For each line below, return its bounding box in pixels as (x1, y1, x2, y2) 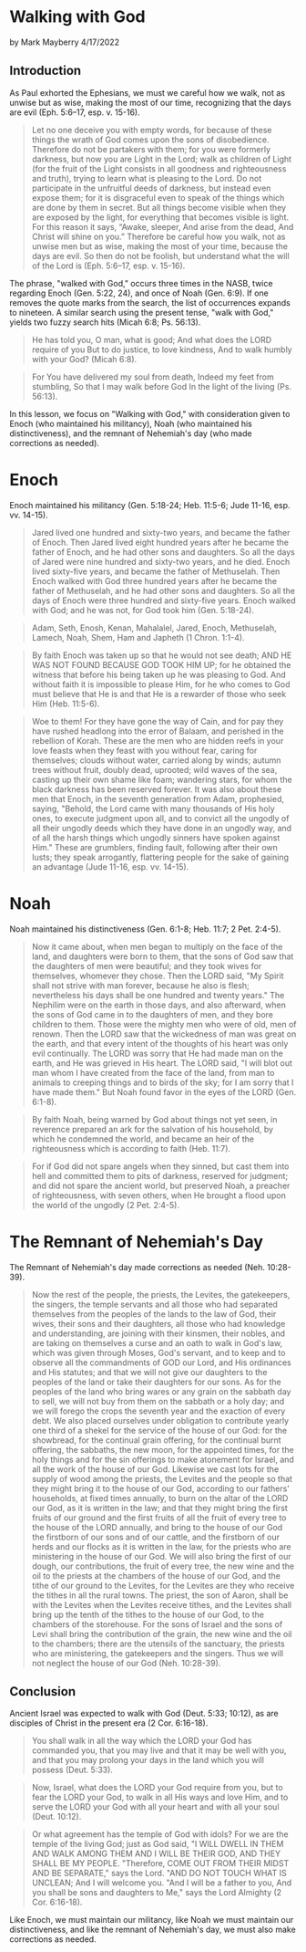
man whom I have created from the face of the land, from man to (31, 1067, 275, 1078)
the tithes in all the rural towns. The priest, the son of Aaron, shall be (31, 1590, 289, 1601)
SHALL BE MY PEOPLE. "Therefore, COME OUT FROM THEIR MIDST (31, 1858, 290, 1869)
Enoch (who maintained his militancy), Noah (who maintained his (9, 418, 253, 429)
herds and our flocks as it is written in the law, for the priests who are (31, 1540, 291, 1552)
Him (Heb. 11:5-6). (31, 698, 100, 709)
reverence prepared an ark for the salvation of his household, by (31, 1123, 274, 1134)
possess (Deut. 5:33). (31, 1764, 114, 1776)
